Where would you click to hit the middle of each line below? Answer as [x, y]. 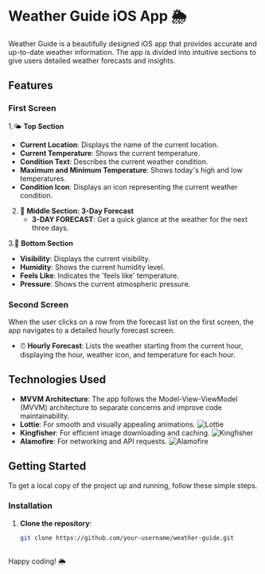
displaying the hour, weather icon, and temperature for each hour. [128, 354]
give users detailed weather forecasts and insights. [92, 61]
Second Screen [39, 304]
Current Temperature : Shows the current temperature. [110, 153]
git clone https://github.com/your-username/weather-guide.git [127, 538]
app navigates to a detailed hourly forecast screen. [92, 330]
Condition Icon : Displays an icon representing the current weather [129, 187]
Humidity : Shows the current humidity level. [92, 267]
